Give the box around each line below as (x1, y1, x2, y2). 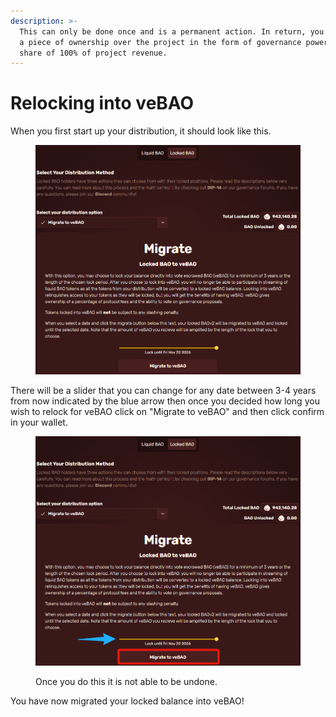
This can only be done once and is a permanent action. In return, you (19, 26, 325, 37)
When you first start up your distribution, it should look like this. (10, 125, 272, 137)
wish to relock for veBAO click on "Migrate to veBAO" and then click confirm (10, 406, 325, 418)
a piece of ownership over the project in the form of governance (19, 37, 302, 47)
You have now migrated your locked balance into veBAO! (10, 695, 245, 707)
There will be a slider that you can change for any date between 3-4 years (10, 385, 317, 397)
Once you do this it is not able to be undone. (35, 676, 218, 688)
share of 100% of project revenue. (19, 48, 168, 58)
